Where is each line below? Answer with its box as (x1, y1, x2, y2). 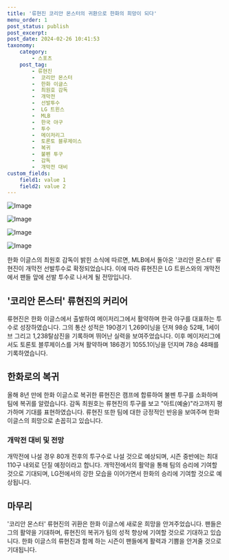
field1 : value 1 (19, 176, 67, 183)
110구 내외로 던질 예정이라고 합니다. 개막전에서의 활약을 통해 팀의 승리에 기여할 (7, 461, 218, 469)
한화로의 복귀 (7, 371, 60, 383)
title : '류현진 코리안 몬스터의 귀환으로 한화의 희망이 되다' (7, 10, 157, 17)
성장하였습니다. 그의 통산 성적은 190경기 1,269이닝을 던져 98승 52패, (19, 323, 205, 332)
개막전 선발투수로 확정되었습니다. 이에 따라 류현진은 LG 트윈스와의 (25, 264, 202, 272)
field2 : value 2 (19, 183, 67, 190)
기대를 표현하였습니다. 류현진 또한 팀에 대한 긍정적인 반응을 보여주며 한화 (25, 407, 220, 416)
